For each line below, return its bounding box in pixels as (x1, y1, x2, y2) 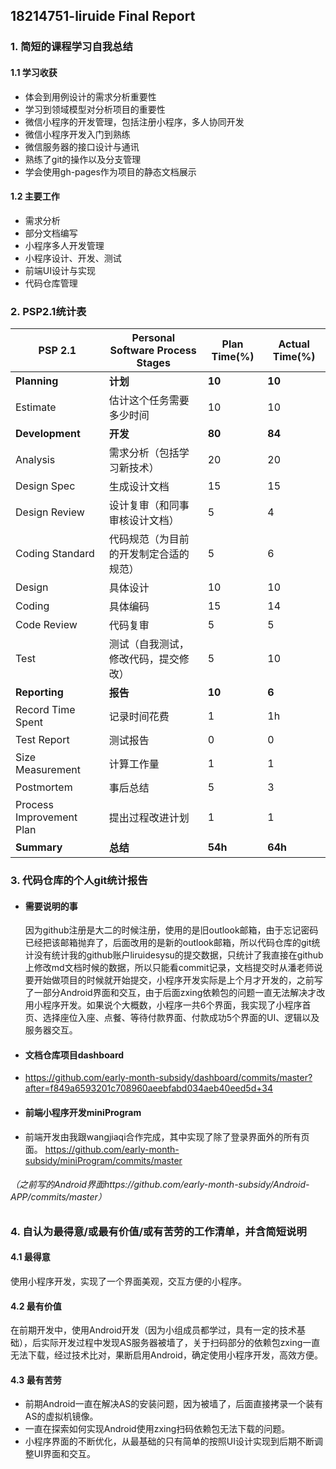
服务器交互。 (24, 1024, 78, 1036)
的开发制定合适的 (108, 547, 190, 561)
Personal (131, 331, 176, 345)
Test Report (15, 733, 70, 747)
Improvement (15, 810, 78, 824)
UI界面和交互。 (33, 1448, 96, 1460)
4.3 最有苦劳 (10, 1374, 62, 1386)
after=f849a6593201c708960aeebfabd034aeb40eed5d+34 (24, 1082, 273, 1094)
